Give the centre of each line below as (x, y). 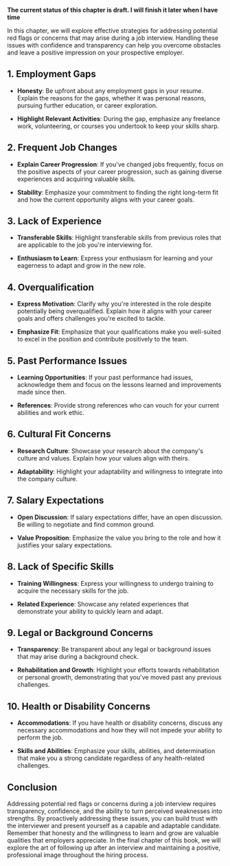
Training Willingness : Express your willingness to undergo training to (115, 583)
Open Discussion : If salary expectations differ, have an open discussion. (120, 517)
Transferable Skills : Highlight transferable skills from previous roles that (119, 237)
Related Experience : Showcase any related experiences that (103, 604)
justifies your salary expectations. (65, 545)
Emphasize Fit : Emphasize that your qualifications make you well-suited (119, 332)
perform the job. (40, 738)
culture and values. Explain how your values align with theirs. (103, 458)
